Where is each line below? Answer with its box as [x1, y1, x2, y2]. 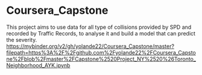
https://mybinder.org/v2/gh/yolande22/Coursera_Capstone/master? [6, 43, 175, 50]
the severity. [6, 36, 37, 43]
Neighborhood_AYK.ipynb [6, 61, 71, 69]
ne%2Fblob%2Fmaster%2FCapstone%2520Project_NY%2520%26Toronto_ [6, 55, 196, 62]
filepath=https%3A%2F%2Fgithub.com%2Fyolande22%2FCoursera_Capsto [6, 49, 196, 56]
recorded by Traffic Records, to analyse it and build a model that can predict [6, 29, 196, 37]
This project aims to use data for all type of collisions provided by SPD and [6, 23, 192, 31]
